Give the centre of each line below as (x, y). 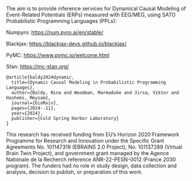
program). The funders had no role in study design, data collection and (91, 166)
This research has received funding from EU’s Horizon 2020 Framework (93, 134)
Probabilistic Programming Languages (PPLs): (61, 21)
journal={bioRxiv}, (35, 103)
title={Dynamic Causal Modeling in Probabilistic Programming (89, 82)
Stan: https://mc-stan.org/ (37, 66)
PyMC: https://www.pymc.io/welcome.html (58, 55)
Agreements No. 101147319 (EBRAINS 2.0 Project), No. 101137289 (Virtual (94, 147)
